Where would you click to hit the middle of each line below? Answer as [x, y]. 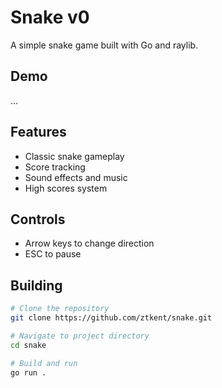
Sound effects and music [76, 177]
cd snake [28, 345]
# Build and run [44, 363]
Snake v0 [50, 17]
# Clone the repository [60, 309]
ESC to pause [53, 254]
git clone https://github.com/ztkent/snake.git [111, 318]
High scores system [66, 188]
